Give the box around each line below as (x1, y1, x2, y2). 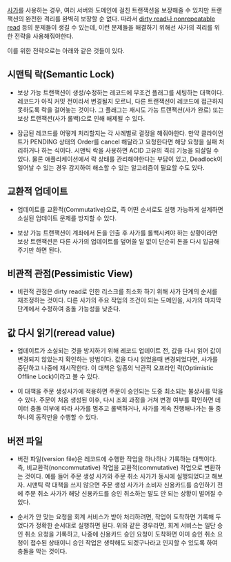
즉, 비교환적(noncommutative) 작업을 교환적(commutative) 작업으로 (17, 463, 203, 472)
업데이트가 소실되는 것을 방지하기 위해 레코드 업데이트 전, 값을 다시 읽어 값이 (17, 347, 222, 355)
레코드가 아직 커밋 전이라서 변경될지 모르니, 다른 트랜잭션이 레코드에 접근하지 (17, 97, 224, 105)
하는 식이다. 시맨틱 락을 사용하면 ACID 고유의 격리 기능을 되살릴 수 (41, 146, 219, 154)
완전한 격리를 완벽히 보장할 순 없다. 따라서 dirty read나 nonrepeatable (25, 14, 216, 23)
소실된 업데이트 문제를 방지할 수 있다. (17, 213, 117, 222)
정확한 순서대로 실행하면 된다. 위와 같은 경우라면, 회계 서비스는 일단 (35, 521, 216, 530)
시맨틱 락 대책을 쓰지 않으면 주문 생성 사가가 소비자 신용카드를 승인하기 (26, 481, 216, 489)
